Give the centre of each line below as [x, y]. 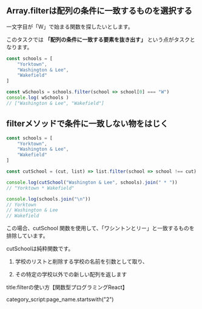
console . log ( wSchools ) [38, 98]
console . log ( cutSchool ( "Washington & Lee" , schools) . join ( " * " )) [92, 182]
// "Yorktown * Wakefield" [40, 188]
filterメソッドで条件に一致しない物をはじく [87, 124]
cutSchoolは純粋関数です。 [40, 249]
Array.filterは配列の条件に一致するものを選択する [99, 11]
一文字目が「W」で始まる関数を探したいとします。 [70, 27]
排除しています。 [27, 236]
